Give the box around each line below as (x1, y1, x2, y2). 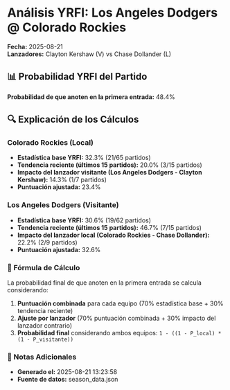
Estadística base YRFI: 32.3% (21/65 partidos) (17, 154, 151, 162)
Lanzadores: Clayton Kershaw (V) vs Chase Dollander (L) (7, 50, 172, 58)
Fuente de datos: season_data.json (17, 375, 118, 384)
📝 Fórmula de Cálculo (7, 263, 80, 272)
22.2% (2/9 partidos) (17, 238, 78, 247)
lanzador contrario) (17, 321, 73, 330)
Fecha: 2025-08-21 (7, 42, 64, 51)
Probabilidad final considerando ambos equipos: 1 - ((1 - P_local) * (17, 329, 222, 337)
